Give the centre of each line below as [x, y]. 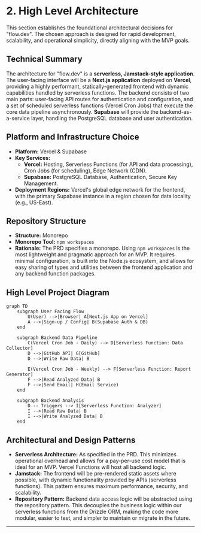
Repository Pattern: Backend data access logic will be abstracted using [103, 499]
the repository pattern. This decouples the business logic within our [98, 505]
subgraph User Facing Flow [51, 312]
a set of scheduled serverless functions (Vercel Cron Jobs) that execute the [100, 105]
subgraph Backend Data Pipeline [57, 338]
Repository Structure [46, 221]
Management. [41, 183]
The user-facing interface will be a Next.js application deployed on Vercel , [99, 80]
